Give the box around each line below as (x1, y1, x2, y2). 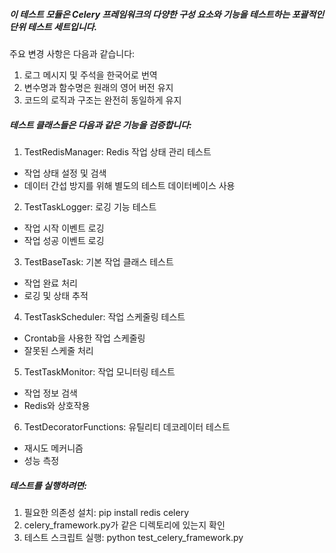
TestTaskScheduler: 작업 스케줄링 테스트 (23, 310, 186, 323)
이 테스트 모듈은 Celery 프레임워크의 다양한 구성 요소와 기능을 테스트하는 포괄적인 (9, 8, 325, 20)
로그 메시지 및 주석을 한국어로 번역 (23, 69, 158, 81)
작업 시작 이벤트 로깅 (23, 222, 105, 234)
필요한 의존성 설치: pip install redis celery (23, 506, 189, 518)
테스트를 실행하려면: (9, 479, 87, 491)
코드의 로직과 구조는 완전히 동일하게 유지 (23, 94, 182, 106)
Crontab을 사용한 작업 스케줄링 (23, 332, 146, 344)
